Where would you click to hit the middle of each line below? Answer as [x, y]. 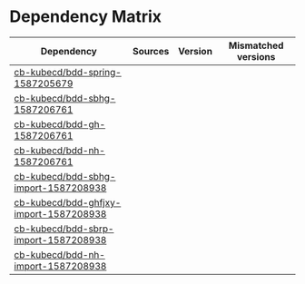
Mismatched [256, 45]
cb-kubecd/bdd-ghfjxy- [68, 202]
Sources [151, 51]
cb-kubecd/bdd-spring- [68, 72]
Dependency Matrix [85, 17]
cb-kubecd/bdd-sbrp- [64, 229]
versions [256, 56]
